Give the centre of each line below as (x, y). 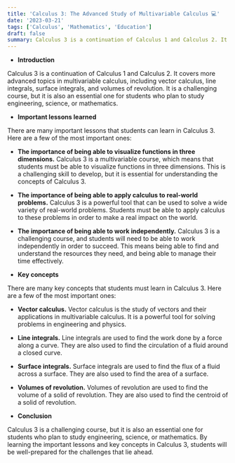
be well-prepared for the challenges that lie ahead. (81, 452)
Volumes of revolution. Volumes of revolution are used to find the (113, 388)
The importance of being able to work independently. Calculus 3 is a (119, 231)
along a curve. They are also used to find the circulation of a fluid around (122, 346)
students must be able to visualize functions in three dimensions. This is (121, 167)
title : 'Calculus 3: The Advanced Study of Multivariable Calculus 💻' (114, 14)
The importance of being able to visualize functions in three (106, 152)
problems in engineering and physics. (72, 325)
